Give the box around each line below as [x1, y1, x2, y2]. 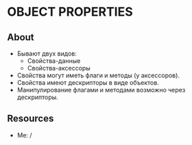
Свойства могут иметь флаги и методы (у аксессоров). [16, 71, 180, 79]
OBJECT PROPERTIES [7, 4, 134, 20]
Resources [7, 113, 54, 124]
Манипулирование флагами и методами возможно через [16, 86, 186, 94]
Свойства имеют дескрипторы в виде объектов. [16, 79, 159, 86]
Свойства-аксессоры [27, 64, 91, 72]
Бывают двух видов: [16, 49, 77, 57]
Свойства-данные [27, 57, 81, 65]
